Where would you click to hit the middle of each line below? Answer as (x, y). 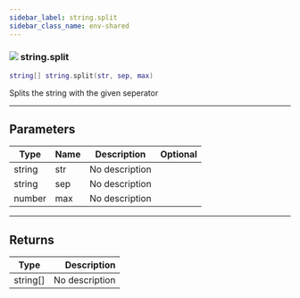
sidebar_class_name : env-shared (69, 26)
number (30, 199)
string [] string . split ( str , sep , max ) (81, 76)
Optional (179, 155)
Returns (32, 239)
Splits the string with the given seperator (84, 93)
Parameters (42, 129)
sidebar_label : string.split (63, 17)
